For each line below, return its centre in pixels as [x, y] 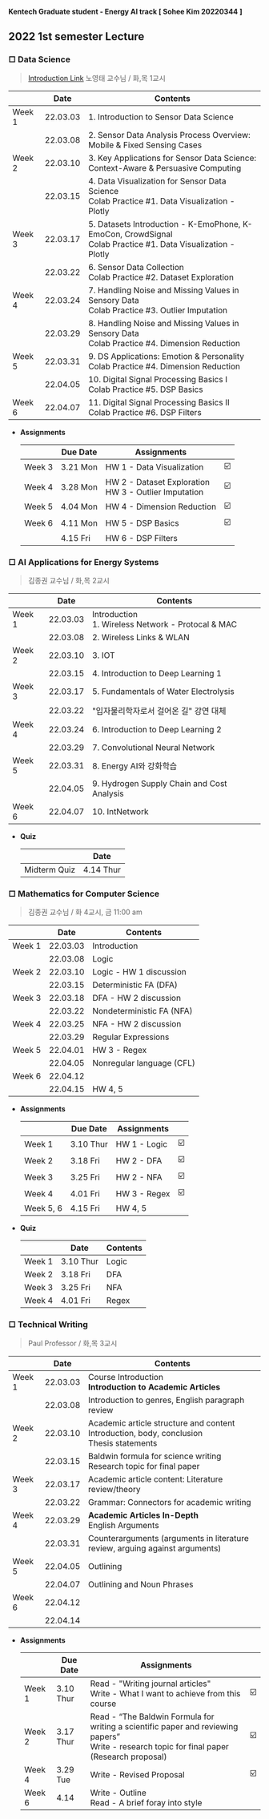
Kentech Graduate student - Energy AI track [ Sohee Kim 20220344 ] [125, 12]
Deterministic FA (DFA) [135, 985]
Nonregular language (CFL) [144, 1063]
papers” [105, 1736]
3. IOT [103, 655]
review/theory [114, 1489]
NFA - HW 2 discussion [137, 1024]
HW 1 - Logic [142, 1143]
